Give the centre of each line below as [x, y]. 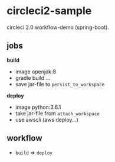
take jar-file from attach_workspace [57, 113]
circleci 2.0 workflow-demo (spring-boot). [58, 27]
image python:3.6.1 [38, 107]
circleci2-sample [49, 11]
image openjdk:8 [36, 72]
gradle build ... [33, 77]
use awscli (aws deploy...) [47, 119]
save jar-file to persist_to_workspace [60, 84]
